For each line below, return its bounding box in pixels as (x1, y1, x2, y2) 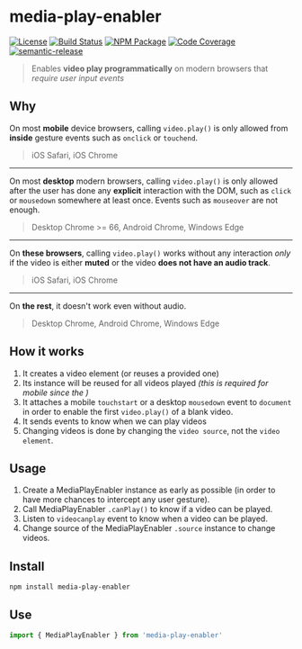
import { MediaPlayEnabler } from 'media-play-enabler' (9, 631, 223, 640)
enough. (9, 204, 40, 215)
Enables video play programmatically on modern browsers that (31, 63, 269, 74)
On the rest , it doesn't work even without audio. (9, 300, 187, 311)
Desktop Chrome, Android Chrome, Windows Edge (31, 318, 220, 329)
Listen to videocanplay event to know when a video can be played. (22, 513, 268, 524)
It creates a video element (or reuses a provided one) (22, 367, 220, 379)
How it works (9, 344, 84, 359)
